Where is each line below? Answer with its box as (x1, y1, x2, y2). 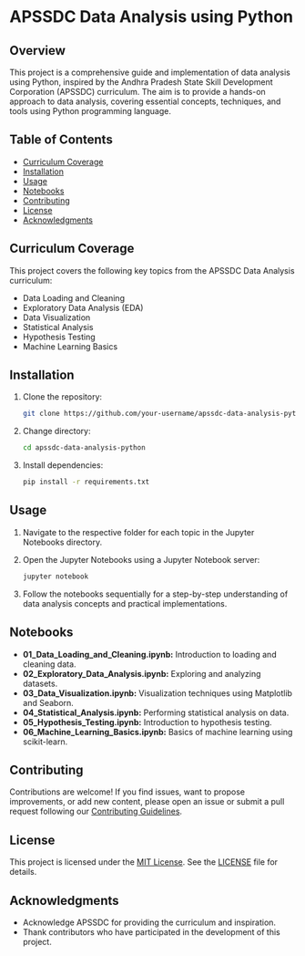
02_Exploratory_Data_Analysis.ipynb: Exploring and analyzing (22, 668, 261, 679)
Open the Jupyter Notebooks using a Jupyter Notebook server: (22, 554, 260, 565)
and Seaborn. (22, 697, 75, 708)
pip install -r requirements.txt (22, 477, 150, 487)
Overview (9, 43, 66, 58)
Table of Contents (9, 132, 114, 148)
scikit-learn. (22, 736, 68, 747)
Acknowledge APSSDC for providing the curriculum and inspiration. (22, 917, 276, 928)
